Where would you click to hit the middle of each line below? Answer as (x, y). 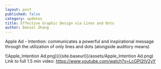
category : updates (24, 18)
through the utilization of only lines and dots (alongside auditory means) (77, 47)
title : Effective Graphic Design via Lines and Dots (60, 23)
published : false (23, 14)
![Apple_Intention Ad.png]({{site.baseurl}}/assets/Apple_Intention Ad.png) (79, 56)
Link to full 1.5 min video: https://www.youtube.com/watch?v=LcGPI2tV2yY (80, 61)
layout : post (18, 9)
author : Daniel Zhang (27, 28)
